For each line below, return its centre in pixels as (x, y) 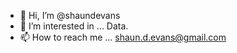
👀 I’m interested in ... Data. (74, 26)
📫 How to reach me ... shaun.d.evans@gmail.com (123, 37)
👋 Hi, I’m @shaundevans (70, 15)
